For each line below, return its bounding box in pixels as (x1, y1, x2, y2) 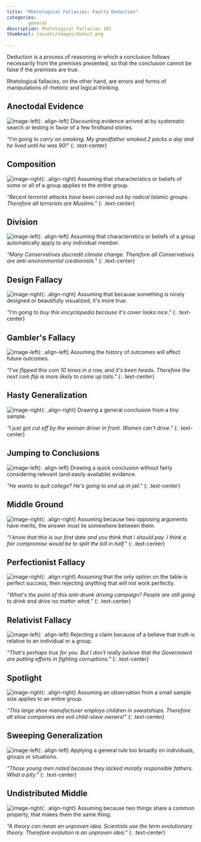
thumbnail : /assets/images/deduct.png (7, 31, 103, 37)
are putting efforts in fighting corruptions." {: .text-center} (7, 656, 149, 663)
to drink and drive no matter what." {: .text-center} (7, 597, 131, 605)
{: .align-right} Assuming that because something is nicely (41, 291, 185, 298)
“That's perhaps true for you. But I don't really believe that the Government (7, 649, 193, 656)
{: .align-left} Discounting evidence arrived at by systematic (38, 117, 185, 124)
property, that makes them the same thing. (7, 811, 112, 818)
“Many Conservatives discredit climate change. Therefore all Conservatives (7, 251, 194, 258)
